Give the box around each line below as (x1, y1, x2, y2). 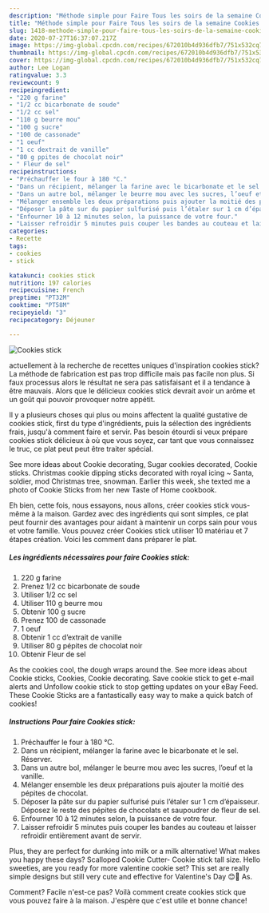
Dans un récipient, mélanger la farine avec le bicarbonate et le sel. (20, 745, 239, 756)
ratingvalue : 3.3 (9, 71, 67, 79)
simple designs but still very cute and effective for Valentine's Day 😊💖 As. (9, 871, 253, 881)
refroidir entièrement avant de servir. (20, 831, 142, 840)
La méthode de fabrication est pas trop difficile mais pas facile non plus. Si (9, 369, 255, 378)
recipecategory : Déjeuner (9, 316, 95, 324)
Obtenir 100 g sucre (20, 607, 86, 616)
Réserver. (20, 754, 53, 763)
